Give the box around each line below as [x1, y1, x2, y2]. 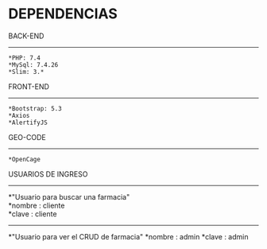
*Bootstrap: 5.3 [8, 104, 62, 112]
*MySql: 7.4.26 [8, 60, 59, 68]
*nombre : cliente [8, 200, 65, 210]
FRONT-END [8, 81, 50, 91]
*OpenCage [8, 155, 41, 163]
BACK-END [8, 31, 44, 41]
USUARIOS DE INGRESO [8, 169, 88, 179]
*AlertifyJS [8, 119, 48, 126]
